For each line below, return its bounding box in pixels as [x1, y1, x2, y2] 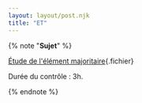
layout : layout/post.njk [8, 11, 90, 20]
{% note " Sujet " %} [8, 40, 73, 50]
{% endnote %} [8, 86, 59, 96]
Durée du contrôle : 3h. [8, 71, 84, 81]
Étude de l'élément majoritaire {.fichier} [8, 56, 134, 66]
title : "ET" [8, 19, 47, 27]
